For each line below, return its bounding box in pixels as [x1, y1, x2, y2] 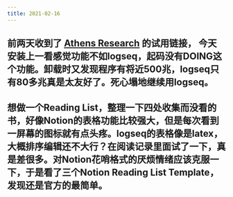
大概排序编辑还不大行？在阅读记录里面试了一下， [7, 141, 217, 153]
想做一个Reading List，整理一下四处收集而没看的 [7, 102, 217, 114]
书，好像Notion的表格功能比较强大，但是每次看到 [7, 115, 220, 126]
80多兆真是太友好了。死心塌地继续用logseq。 [16, 77, 214, 88]
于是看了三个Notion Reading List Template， [25, 167, 220, 178]
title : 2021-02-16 [7, 10, 60, 17]
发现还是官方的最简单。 [7, 180, 107, 191]
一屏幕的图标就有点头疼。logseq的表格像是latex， [7, 128, 223, 140]
